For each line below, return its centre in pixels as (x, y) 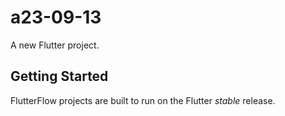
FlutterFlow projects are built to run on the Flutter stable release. (143, 100)
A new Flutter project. (55, 45)
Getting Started (59, 76)
